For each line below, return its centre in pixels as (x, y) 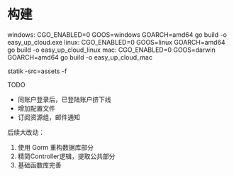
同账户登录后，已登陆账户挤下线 (64, 99)
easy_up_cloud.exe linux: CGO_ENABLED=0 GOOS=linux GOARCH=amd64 (116, 42)
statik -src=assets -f (37, 71)
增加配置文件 (36, 108)
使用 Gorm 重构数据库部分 (56, 147)
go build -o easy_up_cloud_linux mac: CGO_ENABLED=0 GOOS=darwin (112, 50)
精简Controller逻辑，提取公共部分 (66, 156)
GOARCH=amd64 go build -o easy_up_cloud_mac (80, 57)
